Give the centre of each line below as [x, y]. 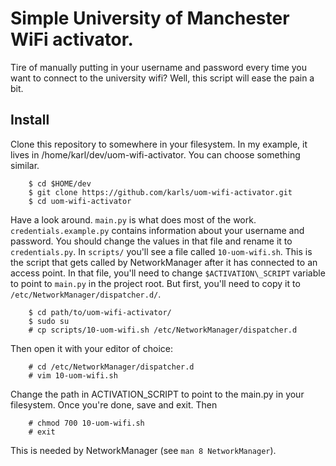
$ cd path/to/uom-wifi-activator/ [100, 312]
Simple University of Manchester [150, 18]
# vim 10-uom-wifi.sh [73, 375]
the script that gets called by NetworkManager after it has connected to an [164, 262]
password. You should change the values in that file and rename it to [151, 241]
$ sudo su [49, 321]
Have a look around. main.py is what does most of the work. [133, 219]
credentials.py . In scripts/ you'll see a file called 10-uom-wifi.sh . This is [161, 251]
